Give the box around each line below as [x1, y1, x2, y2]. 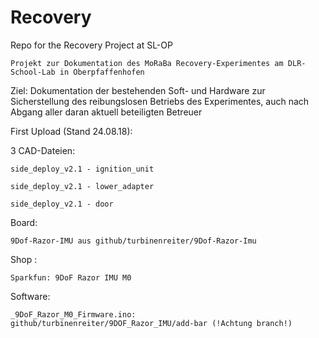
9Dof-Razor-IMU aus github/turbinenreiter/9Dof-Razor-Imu [10, 236, 257, 246]
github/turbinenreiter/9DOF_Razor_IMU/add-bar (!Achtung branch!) [10, 318, 293, 328]
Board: [10, 216, 38, 228]
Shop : [10, 253, 38, 265]
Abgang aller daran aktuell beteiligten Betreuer [10, 106, 203, 118]
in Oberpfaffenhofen [59, 67, 145, 77]
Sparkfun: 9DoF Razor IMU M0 [10, 272, 132, 283]
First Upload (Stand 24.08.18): [10, 125, 133, 137]
